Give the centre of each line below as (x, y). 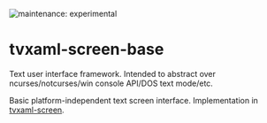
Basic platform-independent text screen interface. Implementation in (134, 100)
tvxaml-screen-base (87, 50)
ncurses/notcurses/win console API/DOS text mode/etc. (111, 83)
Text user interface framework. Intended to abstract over (113, 73)
